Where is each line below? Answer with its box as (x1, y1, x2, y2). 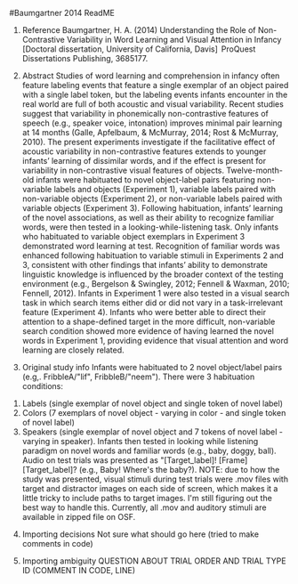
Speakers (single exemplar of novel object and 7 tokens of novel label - (21, 426, 283, 437)
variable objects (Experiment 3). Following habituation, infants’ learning (21, 203, 283, 213)
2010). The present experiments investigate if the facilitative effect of (21, 137, 276, 147)
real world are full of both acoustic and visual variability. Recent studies (21, 99, 285, 109)
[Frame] (218, 455, 248, 466)
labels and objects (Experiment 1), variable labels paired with (53, 184, 276, 194)
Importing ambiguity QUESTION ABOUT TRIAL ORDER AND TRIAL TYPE (21, 556, 286, 566)
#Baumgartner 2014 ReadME (9, 8, 116, 18)
